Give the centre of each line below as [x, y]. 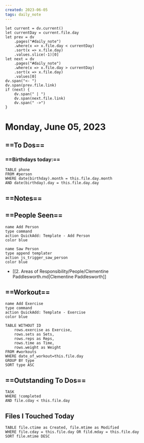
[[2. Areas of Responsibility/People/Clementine [60, 271]
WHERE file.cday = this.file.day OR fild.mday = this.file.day [72, 432]
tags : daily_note [23, 15]
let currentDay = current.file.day [42, 33]
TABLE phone [17, 170]
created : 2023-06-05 [27, 10]
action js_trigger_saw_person [37, 258]
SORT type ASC [20, 365]
